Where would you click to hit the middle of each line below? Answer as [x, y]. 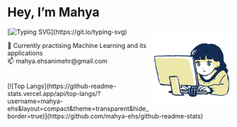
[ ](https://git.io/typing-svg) [67, 32]
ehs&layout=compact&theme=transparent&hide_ [78, 108]
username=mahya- [35, 101]
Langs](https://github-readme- [71, 86]
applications [25, 53]
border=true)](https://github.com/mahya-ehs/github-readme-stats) [105, 116]
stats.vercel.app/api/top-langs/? [54, 93]
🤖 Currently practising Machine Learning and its [77, 45]
